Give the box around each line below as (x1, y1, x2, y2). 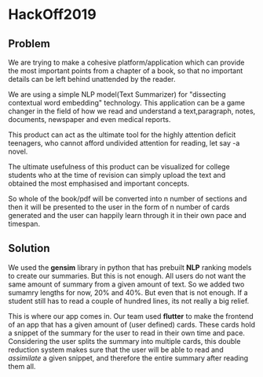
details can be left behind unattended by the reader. (8, 75, 176, 83)
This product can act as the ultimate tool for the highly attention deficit (8, 130, 236, 139)
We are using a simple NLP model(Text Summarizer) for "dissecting (8, 90, 226, 99)
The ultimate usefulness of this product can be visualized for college (8, 162, 230, 171)
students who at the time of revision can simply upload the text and (8, 171, 226, 179)
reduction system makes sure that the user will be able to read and (8, 345, 224, 354)
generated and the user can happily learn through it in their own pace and (8, 211, 247, 220)
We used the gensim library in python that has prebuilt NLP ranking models (8, 262, 252, 272)
